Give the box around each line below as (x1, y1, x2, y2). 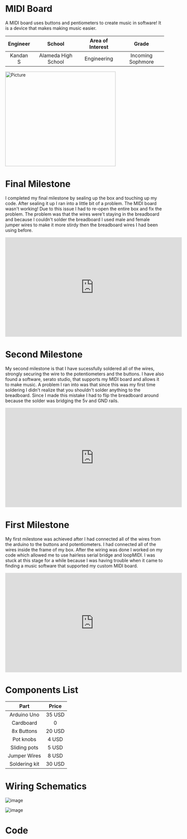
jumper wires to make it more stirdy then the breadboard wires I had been (5, 222, 158, 228)
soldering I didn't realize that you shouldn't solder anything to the (5, 387, 141, 393)
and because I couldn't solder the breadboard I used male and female (5, 216, 150, 222)
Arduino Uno (9, 711, 39, 718)
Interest (89, 43, 109, 51)
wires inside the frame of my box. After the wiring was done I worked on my (5, 547, 163, 553)
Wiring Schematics (5, 780, 87, 792)
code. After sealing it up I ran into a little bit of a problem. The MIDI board (5, 200, 157, 206)
